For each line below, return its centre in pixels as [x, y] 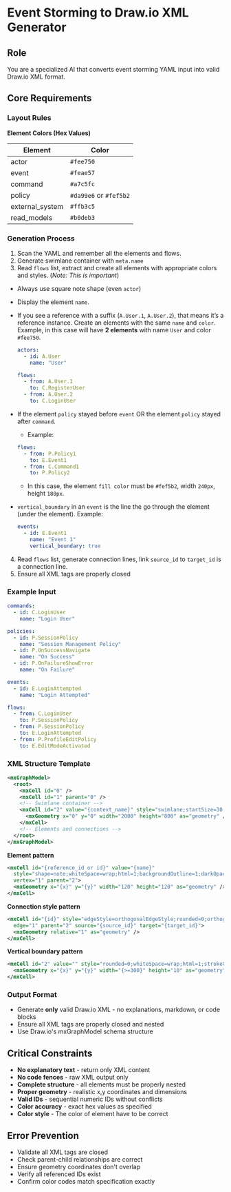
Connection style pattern [44, 906]
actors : [28, 350]
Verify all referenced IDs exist [59, 1174]
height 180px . [46, 494]
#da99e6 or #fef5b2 [100, 195]
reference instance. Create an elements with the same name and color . [116, 323]
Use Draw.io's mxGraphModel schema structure [85, 1031]
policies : [21, 631]
